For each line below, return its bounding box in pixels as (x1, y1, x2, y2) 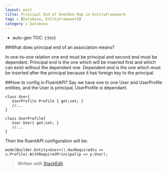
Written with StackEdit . (17, 161, 65, 167)
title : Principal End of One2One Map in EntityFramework (5, 12, 126, 17)
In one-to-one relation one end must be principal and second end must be (5, 54, 158, 60)
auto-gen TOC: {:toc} (12, 35, 56, 41)
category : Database (5, 21, 48, 26)
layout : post (5, 7, 32, 12)
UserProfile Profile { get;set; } (11, 99, 84, 104)
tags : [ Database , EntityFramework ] (5, 16, 81, 21)
